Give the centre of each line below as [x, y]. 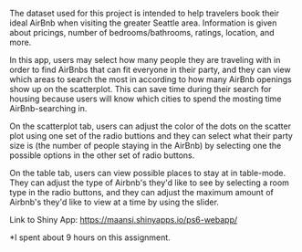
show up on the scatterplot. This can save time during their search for [141, 89]
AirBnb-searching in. [48, 108]
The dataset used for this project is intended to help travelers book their [145, 13]
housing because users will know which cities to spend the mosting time [146, 99]
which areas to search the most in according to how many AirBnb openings [151, 79]
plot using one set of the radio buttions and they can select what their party [151, 136]
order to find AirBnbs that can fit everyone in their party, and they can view [150, 69]
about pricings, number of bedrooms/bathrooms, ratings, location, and [142, 32]
